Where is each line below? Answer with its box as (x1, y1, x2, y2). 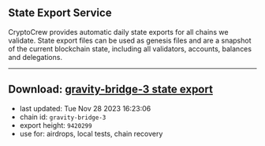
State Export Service (8, 6, 112, 20)
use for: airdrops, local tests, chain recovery (19, 129, 163, 138)
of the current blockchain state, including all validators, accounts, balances (8, 43, 252, 54)
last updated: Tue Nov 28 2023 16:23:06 (19, 103, 151, 113)
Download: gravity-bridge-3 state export (8, 83, 213, 96)
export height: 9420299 (19, 120, 92, 129)
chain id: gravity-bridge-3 (19, 112, 106, 122)
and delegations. (8, 52, 63, 62)
